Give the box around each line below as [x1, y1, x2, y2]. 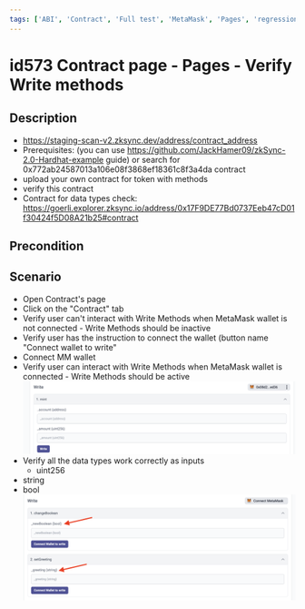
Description [9, 110, 77, 127]
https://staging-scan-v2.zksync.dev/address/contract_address [22, 135, 258, 146]
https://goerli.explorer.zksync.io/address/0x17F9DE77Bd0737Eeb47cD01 [22, 202, 295, 213]
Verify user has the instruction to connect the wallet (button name [22, 332, 270, 343]
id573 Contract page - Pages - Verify [9, 55, 292, 76]
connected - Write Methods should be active [22, 370, 191, 381]
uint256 [35, 464, 65, 475]
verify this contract [22, 183, 93, 194]
